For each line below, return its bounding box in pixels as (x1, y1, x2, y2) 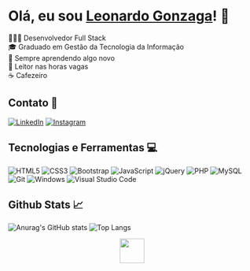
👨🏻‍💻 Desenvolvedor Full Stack (8, 33, 106, 43)
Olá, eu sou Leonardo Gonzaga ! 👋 (8, 7, 230, 25)
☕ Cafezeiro (8, 70, 48, 80)
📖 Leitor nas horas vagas (8, 61, 89, 71)
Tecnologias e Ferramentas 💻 (8, 141, 158, 154)
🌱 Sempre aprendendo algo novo (8, 53, 116, 62)
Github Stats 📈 (8, 198, 84, 211)
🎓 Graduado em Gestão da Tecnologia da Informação (8, 42, 185, 51)
